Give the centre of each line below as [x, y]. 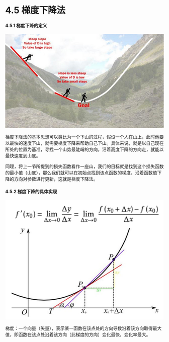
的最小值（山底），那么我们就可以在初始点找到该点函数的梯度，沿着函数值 [81, 173]
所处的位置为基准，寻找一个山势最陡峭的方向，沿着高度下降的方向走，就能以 [84, 149]
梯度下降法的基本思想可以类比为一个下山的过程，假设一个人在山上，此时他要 [84, 137]
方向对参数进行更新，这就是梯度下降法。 [56, 179]
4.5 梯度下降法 [35, 10]
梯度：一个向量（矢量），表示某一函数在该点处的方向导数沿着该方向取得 [79, 328]
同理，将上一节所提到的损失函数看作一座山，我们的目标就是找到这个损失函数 [84, 166]
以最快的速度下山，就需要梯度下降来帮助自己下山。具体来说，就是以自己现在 [84, 143]
